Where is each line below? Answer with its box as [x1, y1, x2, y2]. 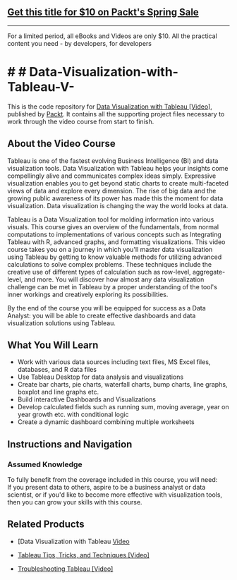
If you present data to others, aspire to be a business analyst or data [7, 483, 206, 492]
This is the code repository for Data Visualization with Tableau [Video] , [7, 102, 213, 111]
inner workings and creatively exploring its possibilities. [7, 290, 169, 298]
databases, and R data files [17, 365, 97, 374]
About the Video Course [7, 138, 116, 150]
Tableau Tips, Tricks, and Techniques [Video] [17, 550, 150, 559]
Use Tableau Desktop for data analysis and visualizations [17, 373, 184, 381]
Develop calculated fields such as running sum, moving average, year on [17, 403, 229, 411]
